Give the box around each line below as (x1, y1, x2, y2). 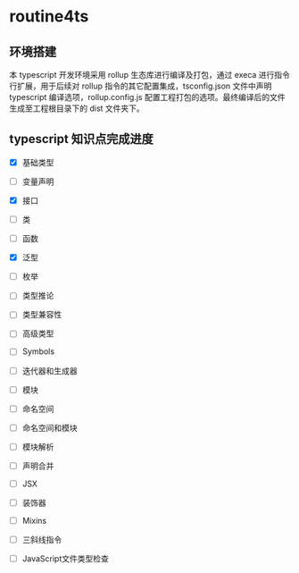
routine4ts (9, 6, 89, 27)
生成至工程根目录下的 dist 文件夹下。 (9, 103, 145, 114)
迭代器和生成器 (21, 365, 78, 376)
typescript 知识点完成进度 (9, 131, 154, 147)
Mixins (21, 516, 47, 526)
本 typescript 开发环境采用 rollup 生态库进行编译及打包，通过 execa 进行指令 (9, 70, 290, 80)
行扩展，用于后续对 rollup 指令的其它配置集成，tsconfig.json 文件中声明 (9, 80, 272, 91)
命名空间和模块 (21, 422, 78, 433)
